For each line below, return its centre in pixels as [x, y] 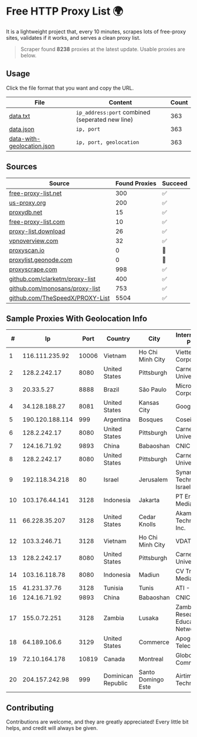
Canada [114, 659]
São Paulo [153, 390]
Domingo [151, 680]
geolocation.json [32, 146]
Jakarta [149, 500]
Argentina [117, 419]
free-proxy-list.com [37, 221]
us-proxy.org [28, 203]
